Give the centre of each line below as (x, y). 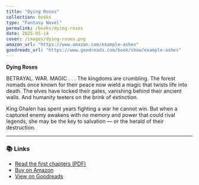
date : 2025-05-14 (28, 34)
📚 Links (18, 148)
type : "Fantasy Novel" (34, 22)
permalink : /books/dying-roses (45, 28)
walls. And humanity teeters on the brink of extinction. (72, 97)
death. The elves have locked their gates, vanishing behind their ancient (94, 91)
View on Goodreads (39, 176)
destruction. (21, 127)
